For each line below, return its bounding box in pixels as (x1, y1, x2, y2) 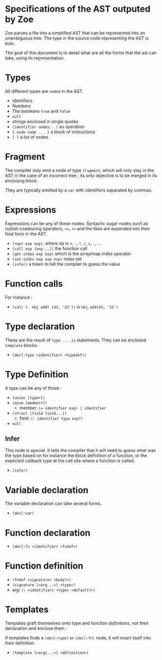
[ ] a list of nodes (12, 134, 49, 140)
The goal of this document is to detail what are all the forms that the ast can (5, 50, 157, 56)
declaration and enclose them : (5, 625, 67, 631)
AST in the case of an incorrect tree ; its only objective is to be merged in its (5, 172, 157, 178)
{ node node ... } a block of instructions (12, 128, 95, 135)
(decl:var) (12, 511, 35, 516)
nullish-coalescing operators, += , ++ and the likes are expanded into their (5, 226, 150, 232)
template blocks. (5, 342, 38, 348)
